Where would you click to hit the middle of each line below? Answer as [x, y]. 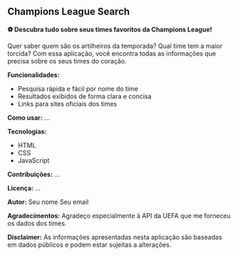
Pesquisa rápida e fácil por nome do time [78, 88]
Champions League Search [69, 12]
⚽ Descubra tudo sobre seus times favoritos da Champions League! [110, 29]
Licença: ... [24, 188]
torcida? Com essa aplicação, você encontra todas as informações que [112, 53]
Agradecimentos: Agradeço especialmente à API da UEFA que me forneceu [119, 215]
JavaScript [33, 160]
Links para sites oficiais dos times [67, 103]
